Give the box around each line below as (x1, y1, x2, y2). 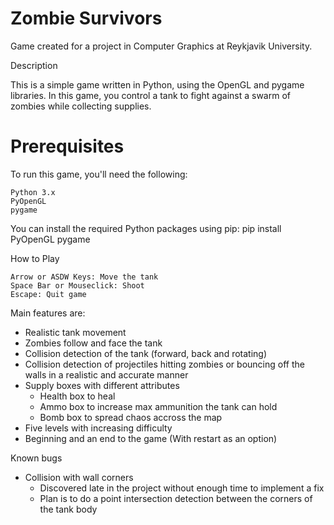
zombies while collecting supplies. (10, 100, 152, 112)
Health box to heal (39, 390, 116, 402)
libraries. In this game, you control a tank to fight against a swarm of (10, 89, 291, 101)
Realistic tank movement (24, 326, 127, 338)
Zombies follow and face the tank (24, 337, 163, 349)
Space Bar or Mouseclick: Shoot (10, 280, 145, 291)
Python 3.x (10, 187, 56, 197)
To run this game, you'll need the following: (10, 168, 188, 180)
